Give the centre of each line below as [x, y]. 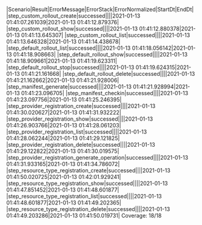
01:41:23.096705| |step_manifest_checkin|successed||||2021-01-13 [105, 93]
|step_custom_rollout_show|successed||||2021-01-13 [72, 29]
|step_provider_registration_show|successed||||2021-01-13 [80, 119]
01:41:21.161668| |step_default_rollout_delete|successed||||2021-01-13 [108, 74]
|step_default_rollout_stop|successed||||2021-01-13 [70, 67]
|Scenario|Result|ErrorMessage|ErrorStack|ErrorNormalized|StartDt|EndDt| [100, 9]
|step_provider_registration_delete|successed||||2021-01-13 [81, 145]
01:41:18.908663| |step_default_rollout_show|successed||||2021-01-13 [100, 54]
